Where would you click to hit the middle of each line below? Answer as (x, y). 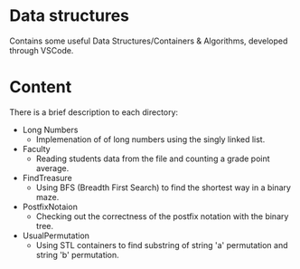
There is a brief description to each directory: (94, 112)
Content (41, 87)
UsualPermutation (56, 235)
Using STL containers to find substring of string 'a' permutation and (162, 245)
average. (52, 168)
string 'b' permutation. (77, 255)
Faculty (37, 149)
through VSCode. (42, 50)
